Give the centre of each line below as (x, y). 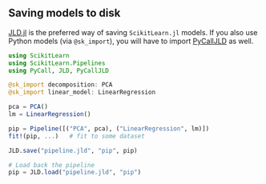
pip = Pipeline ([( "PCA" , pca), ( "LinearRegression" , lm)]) (109, 128)
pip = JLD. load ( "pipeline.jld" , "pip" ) (75, 172)
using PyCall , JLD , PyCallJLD (59, 70)
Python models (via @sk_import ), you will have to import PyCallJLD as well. (131, 41)
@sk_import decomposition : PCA (60, 85)
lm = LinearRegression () (50, 114)
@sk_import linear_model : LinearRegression (82, 92)
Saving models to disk (64, 13)
